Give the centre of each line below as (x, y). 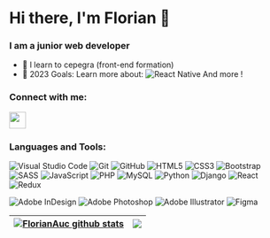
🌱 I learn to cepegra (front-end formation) (98, 65)
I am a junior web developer (69, 46)
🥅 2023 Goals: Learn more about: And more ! (132, 74)
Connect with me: (48, 97)
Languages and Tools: (58, 147)
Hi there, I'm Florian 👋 (90, 18)
